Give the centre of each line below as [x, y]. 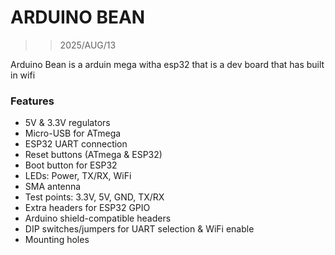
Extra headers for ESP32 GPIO [87, 208]
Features [32, 101]
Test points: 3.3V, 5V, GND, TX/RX [94, 197]
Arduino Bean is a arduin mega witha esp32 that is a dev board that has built [167, 64]
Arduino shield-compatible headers [98, 218]
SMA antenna [53, 187]
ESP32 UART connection [76, 144]
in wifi [23, 75]
